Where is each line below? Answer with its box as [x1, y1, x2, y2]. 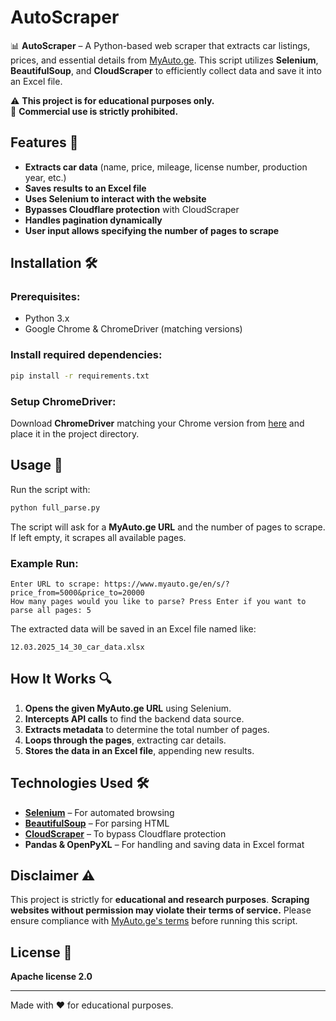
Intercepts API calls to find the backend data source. [24, 712, 245, 725]
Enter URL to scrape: [10, 579, 101, 589]
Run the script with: [10, 483, 91, 495]
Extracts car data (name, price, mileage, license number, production [24, 161, 308, 173]
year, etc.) [24, 171, 67, 183]
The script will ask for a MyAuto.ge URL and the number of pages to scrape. [10, 521, 326, 533]
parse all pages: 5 [10, 605, 92, 615]
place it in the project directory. [10, 427, 140, 440]
